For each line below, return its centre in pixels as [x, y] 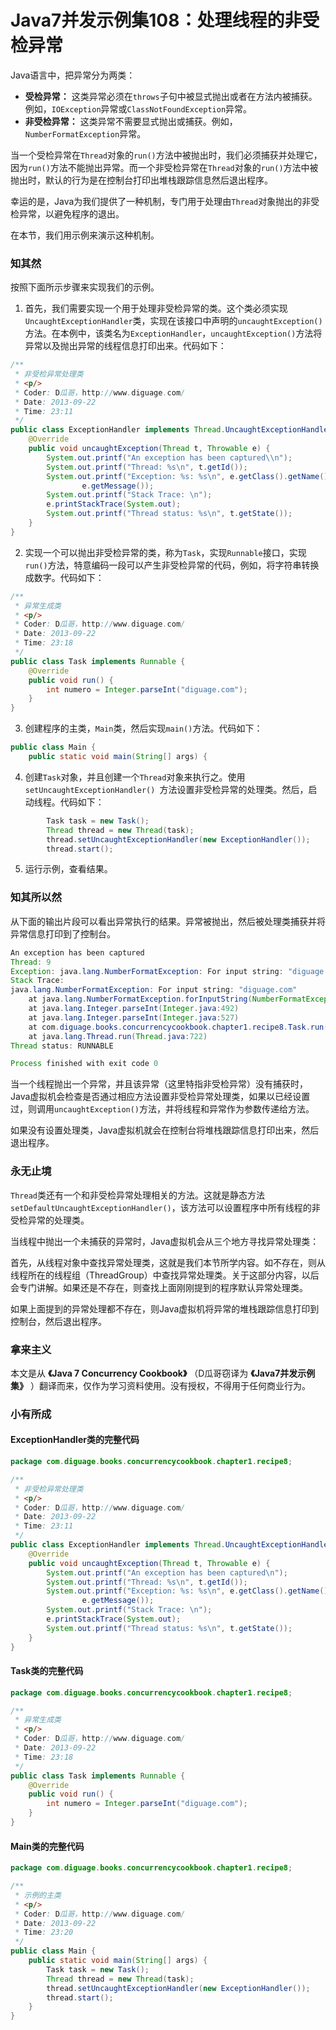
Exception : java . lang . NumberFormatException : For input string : [147, 971]
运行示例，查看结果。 [68, 869]
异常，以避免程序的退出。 [71, 213]
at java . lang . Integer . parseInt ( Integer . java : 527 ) [134, 1017]
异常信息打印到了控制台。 [63, 933]
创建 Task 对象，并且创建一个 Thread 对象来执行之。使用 [135, 777]
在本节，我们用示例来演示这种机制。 [85, 235]
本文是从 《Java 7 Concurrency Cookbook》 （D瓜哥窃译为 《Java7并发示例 [163, 1373]
